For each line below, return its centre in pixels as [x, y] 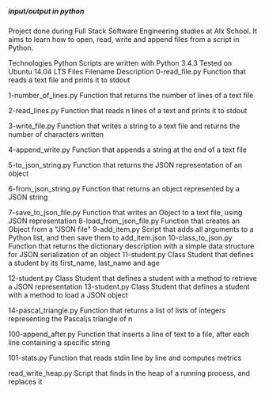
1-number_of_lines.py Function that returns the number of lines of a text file [131, 95]
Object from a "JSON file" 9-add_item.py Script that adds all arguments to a [131, 229]
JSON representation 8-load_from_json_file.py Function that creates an [124, 221]
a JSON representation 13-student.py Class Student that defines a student [129, 286]
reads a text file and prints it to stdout [69, 80]
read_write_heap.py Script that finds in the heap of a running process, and [129, 373]
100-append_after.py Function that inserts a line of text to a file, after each [129, 334]
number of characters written [56, 134]
